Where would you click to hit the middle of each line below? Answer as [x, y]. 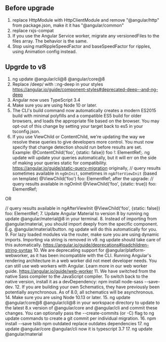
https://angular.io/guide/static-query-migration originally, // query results [86, 168]
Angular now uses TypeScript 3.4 [46, 100]
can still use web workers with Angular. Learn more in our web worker [76, 266]
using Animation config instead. [44, 51]
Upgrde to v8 [26, 67]
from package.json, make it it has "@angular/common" [68, 25]
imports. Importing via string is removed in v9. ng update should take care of [83, 239]
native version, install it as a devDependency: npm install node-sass [74, 281]
